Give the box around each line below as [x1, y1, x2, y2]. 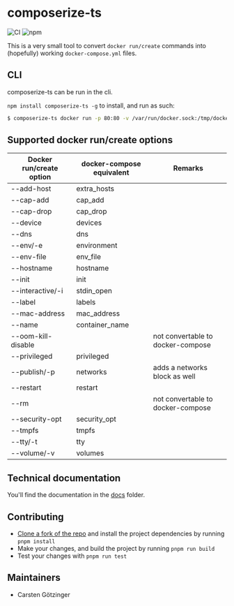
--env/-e [10, 241, 43, 251]
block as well [153, 371, 196, 381]
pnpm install [17, 538, 56, 545]
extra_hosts [76, 184, 115, 193]
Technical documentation [7, 472, 121, 484]
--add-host [10, 184, 52, 193]
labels [76, 297, 96, 307]
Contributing [7, 511, 64, 523]
